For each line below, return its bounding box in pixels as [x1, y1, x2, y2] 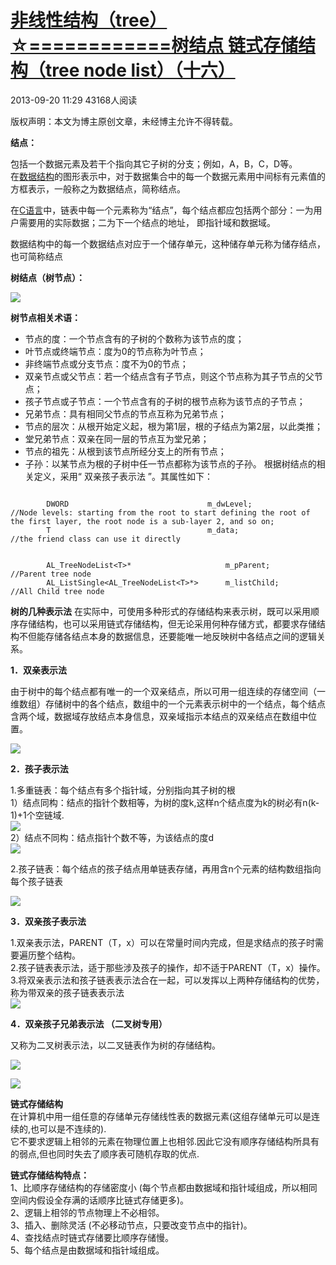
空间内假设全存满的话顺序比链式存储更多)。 [10, 1194, 190, 1206]
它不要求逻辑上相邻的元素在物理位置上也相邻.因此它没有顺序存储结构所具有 [10, 1135, 320, 1147]
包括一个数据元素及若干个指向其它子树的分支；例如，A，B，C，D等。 [10, 157, 298, 170]
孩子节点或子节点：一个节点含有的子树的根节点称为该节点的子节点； [24, 395, 306, 407]
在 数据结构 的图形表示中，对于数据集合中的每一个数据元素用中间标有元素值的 [10, 170, 326, 182]
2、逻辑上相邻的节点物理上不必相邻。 [10, 1206, 165, 1218]
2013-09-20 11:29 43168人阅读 [10, 94, 138, 106]
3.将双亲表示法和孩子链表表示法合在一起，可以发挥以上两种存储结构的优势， [10, 974, 325, 986]
